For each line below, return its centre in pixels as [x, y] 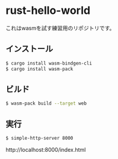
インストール [29, 49]
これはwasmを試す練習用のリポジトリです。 [60, 28]
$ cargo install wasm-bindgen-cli [49, 63]
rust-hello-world [48, 11]
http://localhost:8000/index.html [46, 149]
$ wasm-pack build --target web [46, 103]
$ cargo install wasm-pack [39, 69]
